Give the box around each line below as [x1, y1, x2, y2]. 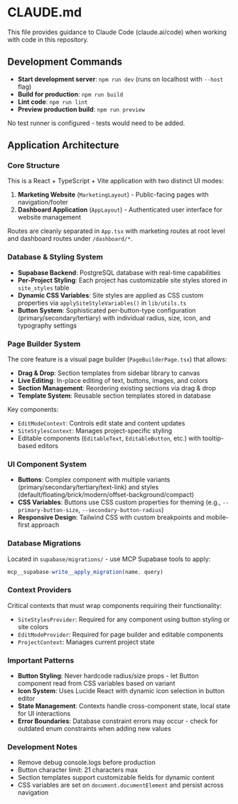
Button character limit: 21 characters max [17, 766, 139, 774]
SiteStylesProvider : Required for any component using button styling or [17, 615, 230, 624]
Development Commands [7, 56, 123, 68]
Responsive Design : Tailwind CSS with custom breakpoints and [17, 513, 205, 522]
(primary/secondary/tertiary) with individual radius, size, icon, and [17, 313, 211, 322]
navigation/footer [17, 198, 69, 207]
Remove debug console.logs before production [17, 758, 156, 767]
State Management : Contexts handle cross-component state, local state [17, 702, 231, 710]
